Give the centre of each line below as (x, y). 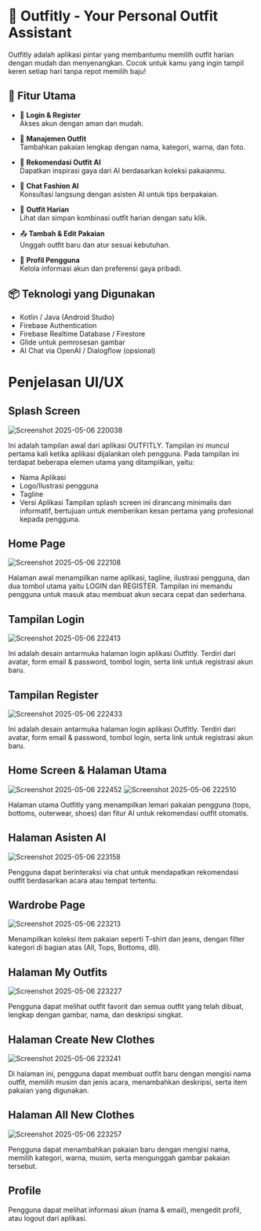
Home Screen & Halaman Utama (87, 770)
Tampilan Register (54, 695)
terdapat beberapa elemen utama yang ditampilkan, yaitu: (101, 462)
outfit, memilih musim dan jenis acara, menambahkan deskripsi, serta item (128, 1082)
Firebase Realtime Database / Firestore (82, 334)
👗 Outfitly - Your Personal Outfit (113, 16)
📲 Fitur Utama (42, 96)
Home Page (37, 543)
